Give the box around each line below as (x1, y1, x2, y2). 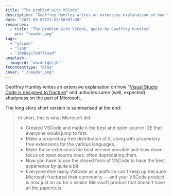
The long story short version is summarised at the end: (5, 105, 122, 111)
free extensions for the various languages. (25, 141, 116, 147)
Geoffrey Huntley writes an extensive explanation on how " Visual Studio (5, 84, 158, 90)
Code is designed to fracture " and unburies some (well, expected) (5, 90, 146, 95)
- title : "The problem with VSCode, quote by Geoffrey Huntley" (10, 27, 151, 32)
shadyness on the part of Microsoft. (5, 95, 81, 101)
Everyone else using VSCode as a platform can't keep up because (25, 168, 166, 174)
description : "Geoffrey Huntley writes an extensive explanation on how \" (5, 12, 171, 17)
